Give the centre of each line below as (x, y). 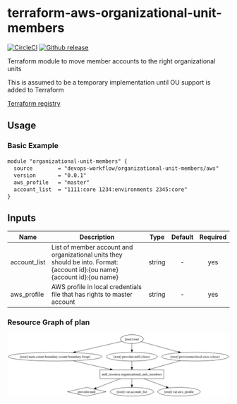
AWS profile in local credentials (97, 287)
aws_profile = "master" (52, 182)
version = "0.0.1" (50, 175)
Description (97, 237)
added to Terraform (36, 90)
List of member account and (92, 247)
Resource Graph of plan (49, 322)
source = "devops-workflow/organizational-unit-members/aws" (116, 168)
